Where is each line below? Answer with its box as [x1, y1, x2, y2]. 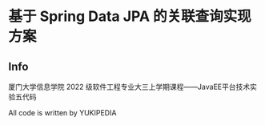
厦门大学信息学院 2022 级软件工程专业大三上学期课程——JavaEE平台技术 [8, 82, 251, 91]
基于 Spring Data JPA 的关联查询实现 [8, 7, 251, 26]
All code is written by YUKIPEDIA [8, 108, 117, 117]
